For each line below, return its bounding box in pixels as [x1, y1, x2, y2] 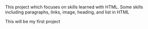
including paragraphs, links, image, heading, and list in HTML [5, 9, 130, 15]
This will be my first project [5, 19, 61, 24]
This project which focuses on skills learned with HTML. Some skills [5, 4, 143, 10]
